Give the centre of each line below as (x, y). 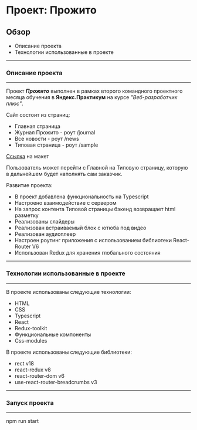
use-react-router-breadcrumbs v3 (56, 382)
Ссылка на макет (28, 157)
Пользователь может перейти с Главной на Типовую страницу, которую (97, 168)
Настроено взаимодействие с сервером (65, 203)
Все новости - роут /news (47, 139)
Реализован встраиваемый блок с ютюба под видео (80, 228)
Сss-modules (31, 340)
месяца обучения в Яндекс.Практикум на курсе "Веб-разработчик (92, 97)
